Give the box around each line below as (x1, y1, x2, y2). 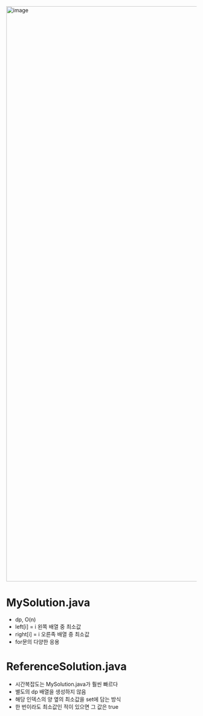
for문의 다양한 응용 (14, 638, 60, 645)
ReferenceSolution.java (6, 660, 127, 674)
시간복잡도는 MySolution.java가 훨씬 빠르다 (14, 680, 118, 688)
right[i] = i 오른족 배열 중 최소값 (14, 630, 89, 637)
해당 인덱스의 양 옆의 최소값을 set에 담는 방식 (14, 695, 121, 703)
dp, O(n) (14, 616, 36, 623)
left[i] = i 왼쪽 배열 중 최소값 (14, 623, 82, 630)
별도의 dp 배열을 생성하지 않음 (14, 688, 86, 695)
